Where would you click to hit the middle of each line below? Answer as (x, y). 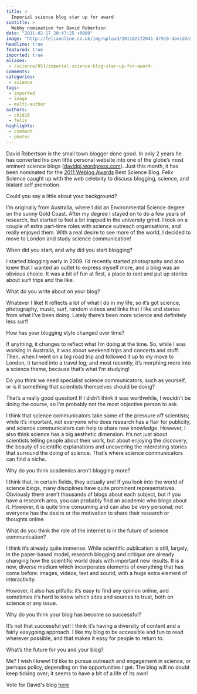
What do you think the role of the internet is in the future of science (87, 530)
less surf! (17, 321)
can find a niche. (26, 459)
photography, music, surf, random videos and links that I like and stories (93, 309)
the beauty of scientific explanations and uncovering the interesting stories (97, 447)
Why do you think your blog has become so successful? (74, 614)
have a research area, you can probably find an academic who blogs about (96, 500)
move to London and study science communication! (69, 239)
